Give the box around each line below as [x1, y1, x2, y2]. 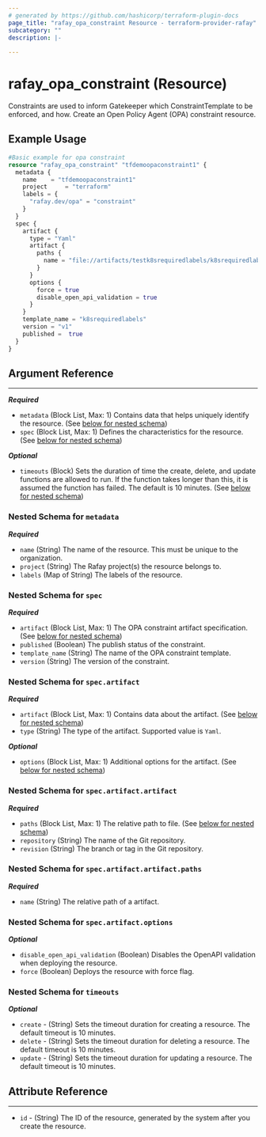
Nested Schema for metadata [8, 511, 120, 522]
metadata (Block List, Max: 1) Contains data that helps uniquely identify [19, 411, 249, 420]
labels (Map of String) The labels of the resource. [19, 570, 183, 579]
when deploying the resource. [19, 958, 118, 968]
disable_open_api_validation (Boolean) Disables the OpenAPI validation [19, 950, 256, 960]
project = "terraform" [22, 183, 112, 191]
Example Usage [8, 132, 87, 146]
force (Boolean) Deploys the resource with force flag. [19, 967, 195, 976]
